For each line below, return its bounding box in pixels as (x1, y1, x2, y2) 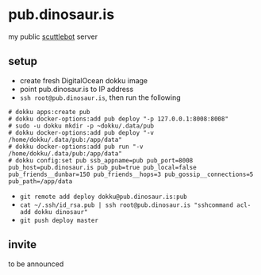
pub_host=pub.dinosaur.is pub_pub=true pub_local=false (8, 163, 197, 171)
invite (8, 238, 37, 251)
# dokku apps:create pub (8, 108, 90, 116)
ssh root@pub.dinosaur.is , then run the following (19, 93, 181, 102)
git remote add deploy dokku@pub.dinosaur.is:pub (19, 193, 188, 201)
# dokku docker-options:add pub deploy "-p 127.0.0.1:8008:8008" (8, 115, 228, 123)
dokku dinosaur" (34, 208, 88, 216)
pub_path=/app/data (8, 177, 73, 185)
